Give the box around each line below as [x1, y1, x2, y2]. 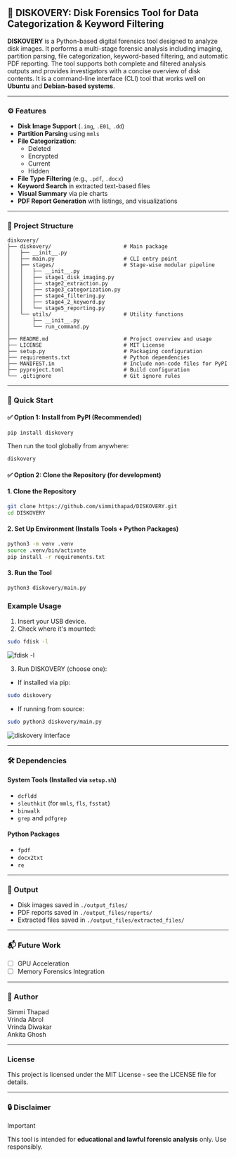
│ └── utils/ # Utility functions [7, 311, 184, 318]
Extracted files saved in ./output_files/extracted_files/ [17, 916, 185, 924]
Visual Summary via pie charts [17, 190, 108, 198]
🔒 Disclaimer [7, 1102, 51, 1112]
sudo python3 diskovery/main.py [7, 718, 102, 725]
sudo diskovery [7, 691, 52, 698]
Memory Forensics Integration [17, 967, 105, 975]
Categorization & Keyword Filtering [7, 18, 164, 30]
